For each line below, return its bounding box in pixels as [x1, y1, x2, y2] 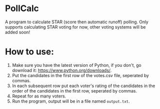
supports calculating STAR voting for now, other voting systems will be [5, 24, 146, 30]
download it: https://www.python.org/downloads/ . [12, 67, 112, 73]
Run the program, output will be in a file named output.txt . [12, 98, 130, 104]
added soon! [5, 29, 31, 35]
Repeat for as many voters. [12, 93, 66, 99]
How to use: [5, 47, 54, 57]
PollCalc [5, 3, 39, 14]
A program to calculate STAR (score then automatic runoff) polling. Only [5, 19, 149, 25]
